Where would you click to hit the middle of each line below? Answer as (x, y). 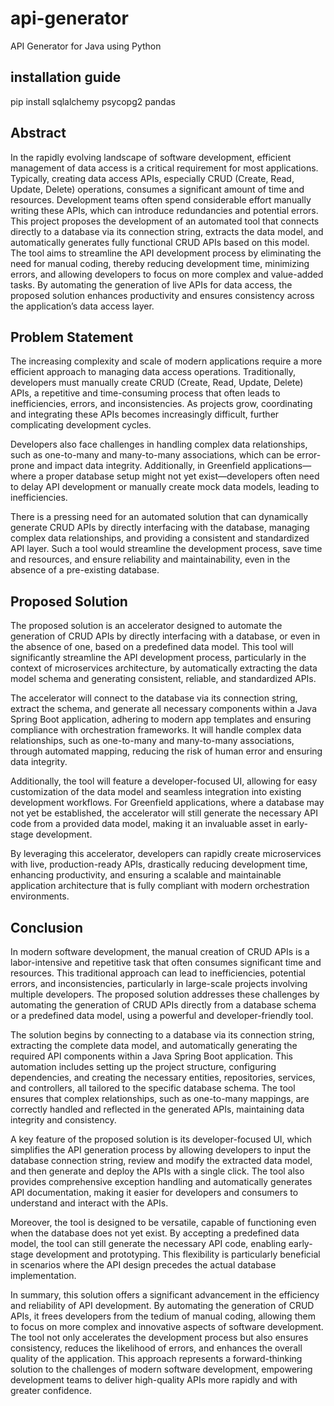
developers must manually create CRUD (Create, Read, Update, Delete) (157, 383)
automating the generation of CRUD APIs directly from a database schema (163, 1005)
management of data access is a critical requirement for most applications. (164, 168)
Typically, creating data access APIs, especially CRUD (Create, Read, (152, 178)
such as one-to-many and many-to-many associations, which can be (152, 455)
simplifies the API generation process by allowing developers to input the (161, 1150)
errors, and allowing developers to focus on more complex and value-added (167, 274)
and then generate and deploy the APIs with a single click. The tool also (157, 1171)
